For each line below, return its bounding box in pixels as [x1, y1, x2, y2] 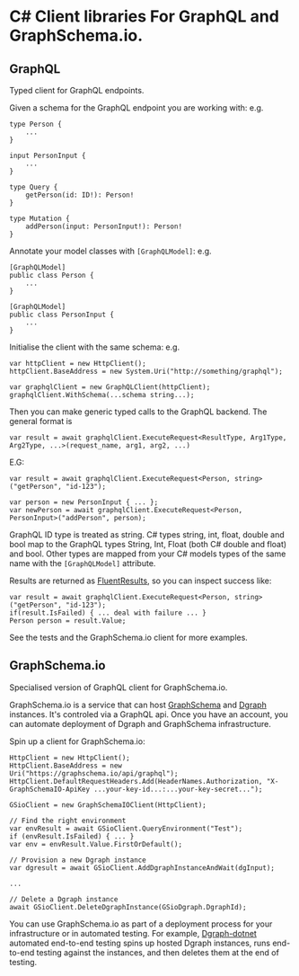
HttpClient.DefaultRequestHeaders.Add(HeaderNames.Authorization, [9, 776, 263, 785]
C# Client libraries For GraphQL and [9, 6, 280, 27]
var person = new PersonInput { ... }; [9, 498, 159, 507]
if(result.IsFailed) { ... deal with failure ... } [9, 608, 207, 617]
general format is [9, 416, 73, 426]
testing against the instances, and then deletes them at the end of [36, 946, 280, 958]
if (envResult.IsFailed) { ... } [9, 831, 135, 841]
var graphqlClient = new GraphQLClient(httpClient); [9, 383, 211, 392]
